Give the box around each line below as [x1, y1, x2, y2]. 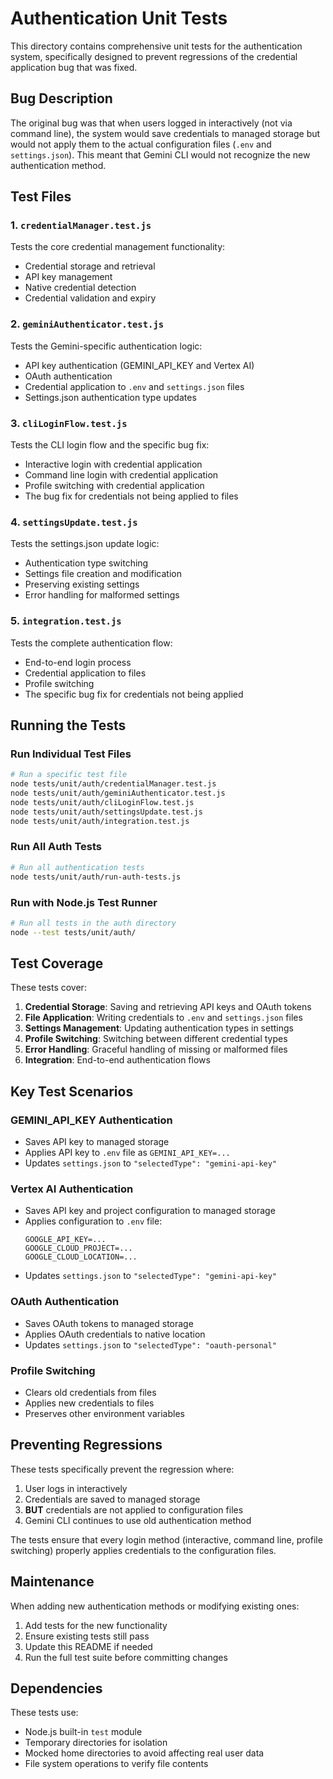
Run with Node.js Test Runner [10, 895, 158, 909]
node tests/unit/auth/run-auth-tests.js [10, 872, 182, 882]
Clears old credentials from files [24, 1387, 157, 1399]
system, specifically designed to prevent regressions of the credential [10, 50, 298, 62]
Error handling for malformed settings [24, 589, 180, 601]
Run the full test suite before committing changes [24, 1651, 228, 1663]
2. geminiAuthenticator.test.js [10, 317, 165, 331]
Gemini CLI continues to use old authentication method [24, 1514, 252, 1526]
